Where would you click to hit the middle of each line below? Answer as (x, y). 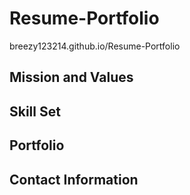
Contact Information (74, 179)
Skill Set (35, 111)
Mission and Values (71, 77)
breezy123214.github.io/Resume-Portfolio (95, 46)
